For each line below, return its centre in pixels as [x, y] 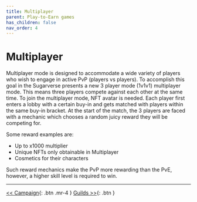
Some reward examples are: [40, 134]
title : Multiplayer [30, 11]
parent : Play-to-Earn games [40, 17]
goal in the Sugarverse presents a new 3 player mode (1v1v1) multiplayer [93, 86]
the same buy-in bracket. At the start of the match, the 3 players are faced [96, 111]
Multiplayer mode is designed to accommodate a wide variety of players [93, 73]
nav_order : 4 [22, 28]
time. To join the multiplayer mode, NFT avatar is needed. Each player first [96, 98]
